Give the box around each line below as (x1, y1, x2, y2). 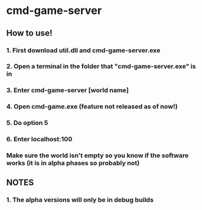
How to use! (6, 28, 53, 38)
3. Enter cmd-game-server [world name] (6, 86, 129, 95)
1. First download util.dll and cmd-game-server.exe (6, 46, 161, 55)
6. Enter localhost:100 (6, 135, 73, 143)
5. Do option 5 (6, 119, 49, 127)
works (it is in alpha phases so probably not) (6, 159, 140, 168)
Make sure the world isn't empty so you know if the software (6, 151, 189, 160)
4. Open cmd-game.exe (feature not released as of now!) (6, 103, 178, 111)
